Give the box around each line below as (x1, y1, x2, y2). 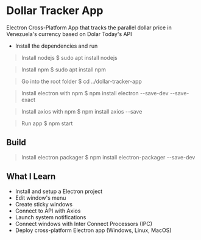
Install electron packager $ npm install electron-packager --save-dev (21, 153, 196, 161)
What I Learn (6, 172, 56, 182)
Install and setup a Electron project (15, 187, 103, 195)
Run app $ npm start (21, 120, 73, 127)
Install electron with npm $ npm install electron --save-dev (21, 89, 169, 96)
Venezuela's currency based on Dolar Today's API (6, 30, 132, 37)
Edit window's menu (15, 194, 66, 202)
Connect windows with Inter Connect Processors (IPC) (15, 220, 153, 227)
